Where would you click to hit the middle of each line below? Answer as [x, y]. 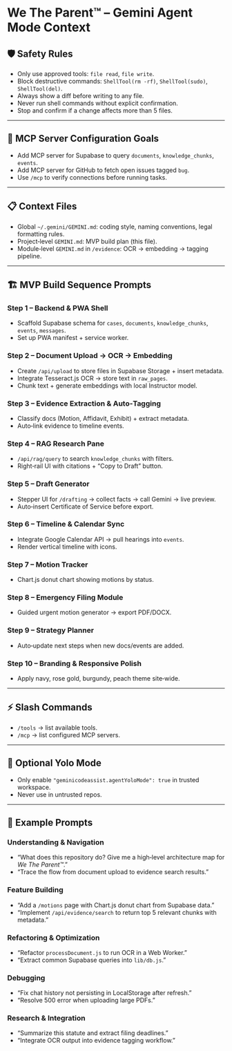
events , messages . [42, 330]
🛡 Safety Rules [40, 54]
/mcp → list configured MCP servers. [69, 735]
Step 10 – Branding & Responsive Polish [74, 663]
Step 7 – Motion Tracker [48, 565]
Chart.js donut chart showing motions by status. [85, 580]
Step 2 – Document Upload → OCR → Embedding [90, 356]
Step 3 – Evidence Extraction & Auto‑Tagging [84, 404]
